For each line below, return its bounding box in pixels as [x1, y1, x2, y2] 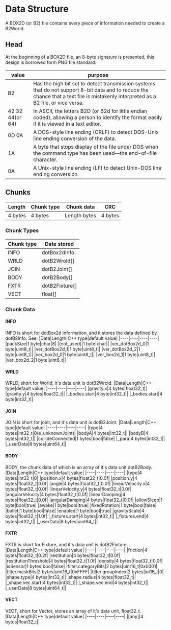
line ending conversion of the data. [33, 135, 116, 142]
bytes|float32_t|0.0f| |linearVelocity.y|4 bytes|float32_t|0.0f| [5, 486, 131, 492]
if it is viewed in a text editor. [33, 120, 102, 127]
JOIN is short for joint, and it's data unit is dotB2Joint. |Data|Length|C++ [5, 419, 157, 426]
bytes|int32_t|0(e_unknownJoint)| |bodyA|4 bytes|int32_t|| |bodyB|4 [5, 430, 149, 436]
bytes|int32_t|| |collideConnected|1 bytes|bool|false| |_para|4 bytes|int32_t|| [5, 435, 165, 442]
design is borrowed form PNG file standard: [5, 59, 97, 65]
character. [33, 156, 58, 163]
